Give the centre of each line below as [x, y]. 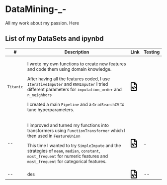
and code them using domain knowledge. [69, 69]
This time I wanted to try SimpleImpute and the [74, 145]
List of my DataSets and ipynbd [54, 39]
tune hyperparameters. [51, 109]
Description [77, 52]
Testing [152, 52]
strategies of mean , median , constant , [64, 151]
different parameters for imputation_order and [74, 89]
